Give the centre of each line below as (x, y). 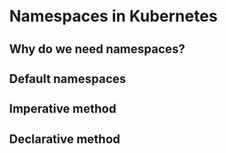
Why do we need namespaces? (97, 49)
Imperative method (63, 109)
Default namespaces (68, 78)
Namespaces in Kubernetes (113, 16)
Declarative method (65, 139)
